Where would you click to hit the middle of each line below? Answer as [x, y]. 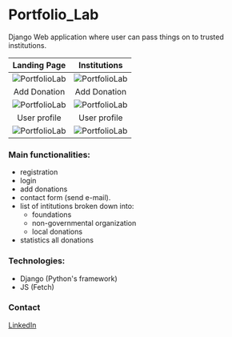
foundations [52, 215]
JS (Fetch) [37, 287]
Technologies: [37, 261]
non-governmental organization [84, 223]
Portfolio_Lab [54, 15]
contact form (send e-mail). [65, 198]
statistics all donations [57, 240]
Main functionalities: [49, 154]
